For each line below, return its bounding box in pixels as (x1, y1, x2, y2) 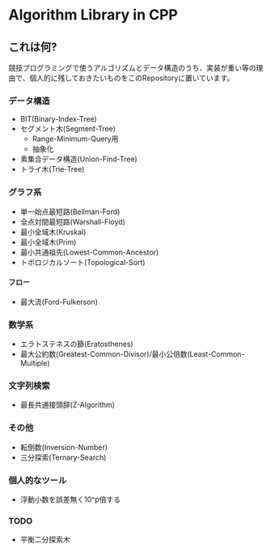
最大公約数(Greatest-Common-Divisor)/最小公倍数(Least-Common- (19, 349, 245, 359)
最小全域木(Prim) (19, 237, 77, 246)
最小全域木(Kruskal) (19, 227, 87, 237)
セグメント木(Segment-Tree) (19, 124, 116, 134)
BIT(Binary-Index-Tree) (19, 114, 97, 124)
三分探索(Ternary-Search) (19, 452, 107, 462)
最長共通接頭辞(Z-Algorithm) (19, 400, 116, 410)
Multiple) (19, 358, 50, 368)
